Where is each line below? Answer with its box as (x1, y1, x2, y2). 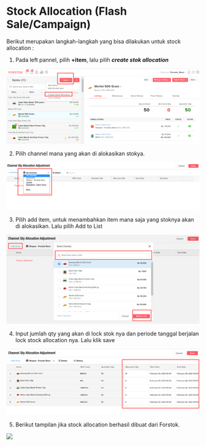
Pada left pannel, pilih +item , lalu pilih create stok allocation (15, 56, 169, 63)
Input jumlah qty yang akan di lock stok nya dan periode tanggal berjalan (15, 330, 199, 337)
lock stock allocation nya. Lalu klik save (15, 337, 115, 344)
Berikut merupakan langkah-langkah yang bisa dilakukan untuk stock (6, 37, 181, 45)
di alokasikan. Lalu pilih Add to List (15, 222, 103, 230)
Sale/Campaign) (6, 17, 91, 31)
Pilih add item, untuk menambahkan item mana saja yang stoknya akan (15, 216, 194, 223)
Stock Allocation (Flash (6, 4, 128, 18)
